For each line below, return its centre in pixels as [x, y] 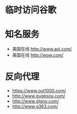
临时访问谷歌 [31, 10]
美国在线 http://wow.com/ [38, 55]
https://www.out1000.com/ [39, 91]
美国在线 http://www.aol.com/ [42, 49]
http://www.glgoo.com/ [36, 101]
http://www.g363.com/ [35, 107]
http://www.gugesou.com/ [38, 96]
